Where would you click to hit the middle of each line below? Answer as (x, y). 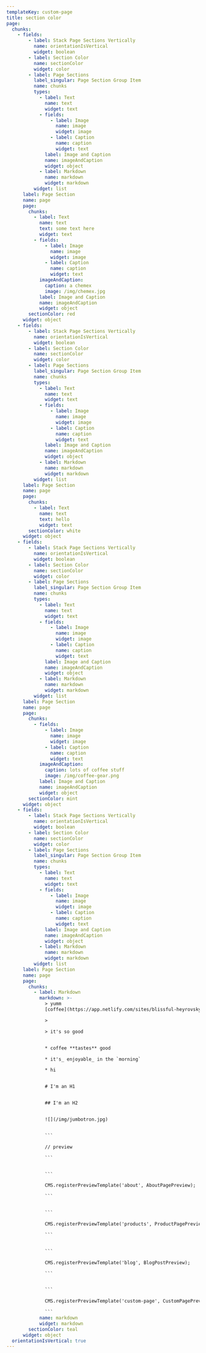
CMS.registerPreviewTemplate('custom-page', (103, 1301)
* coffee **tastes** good (78, 1048)
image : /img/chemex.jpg (75, 291)
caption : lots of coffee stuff (85, 770)
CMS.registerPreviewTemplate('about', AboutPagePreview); (120, 1186)
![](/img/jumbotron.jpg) (77, 1119)
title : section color (34, 18)
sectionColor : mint (53, 798)
